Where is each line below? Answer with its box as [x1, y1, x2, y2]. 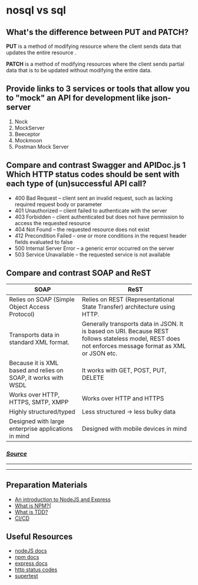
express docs [14, 560, 48, 567]
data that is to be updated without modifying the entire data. [6, 67, 152, 74]
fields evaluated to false [14, 238, 73, 245]
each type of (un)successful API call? [6, 178, 147, 189]
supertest [14, 573, 38, 580]
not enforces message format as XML [81, 342, 186, 350]
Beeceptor [14, 131, 41, 138]
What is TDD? [14, 508, 48, 515]
